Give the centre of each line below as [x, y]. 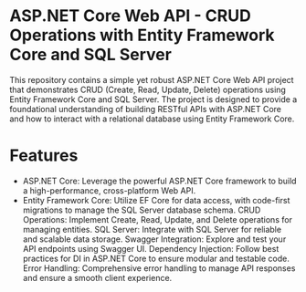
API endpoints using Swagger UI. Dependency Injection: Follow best [151, 248]
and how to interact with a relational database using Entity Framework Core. [152, 119]
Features [44, 156]
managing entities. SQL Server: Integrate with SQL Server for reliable [152, 229]
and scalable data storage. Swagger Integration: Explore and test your [154, 239]
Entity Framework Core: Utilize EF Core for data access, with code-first [156, 200]
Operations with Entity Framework [142, 35]
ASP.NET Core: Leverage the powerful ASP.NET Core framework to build [159, 181]
